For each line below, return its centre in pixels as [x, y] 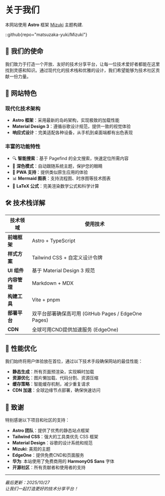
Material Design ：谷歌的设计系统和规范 [52, 443]
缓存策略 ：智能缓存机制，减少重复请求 [51, 384]
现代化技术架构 [23, 109]
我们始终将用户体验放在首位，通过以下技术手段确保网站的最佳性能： [74, 361]
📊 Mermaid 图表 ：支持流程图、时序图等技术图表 [61, 178]
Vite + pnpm [46, 299]
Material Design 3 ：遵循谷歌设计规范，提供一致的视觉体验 [71, 127]
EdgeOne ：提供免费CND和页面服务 [48, 455]
